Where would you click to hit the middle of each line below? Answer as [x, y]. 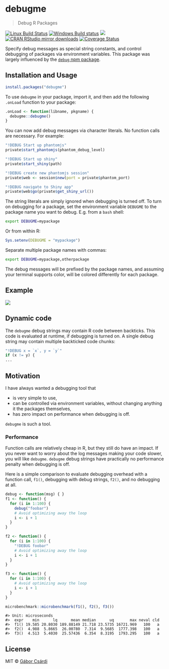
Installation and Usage [41, 75]
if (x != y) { [20, 355]
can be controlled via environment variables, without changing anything [87, 403]
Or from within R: [23, 231]
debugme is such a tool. [28, 424]
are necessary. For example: [35, 136]
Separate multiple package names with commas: [56, 250]
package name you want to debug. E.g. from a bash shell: [65, 212]
